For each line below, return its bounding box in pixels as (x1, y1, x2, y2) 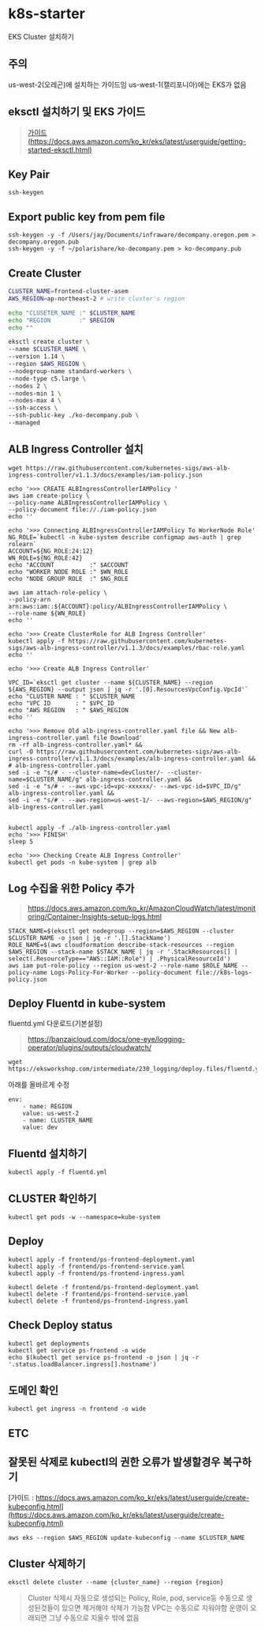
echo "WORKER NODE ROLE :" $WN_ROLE (8, 568, 129, 575)
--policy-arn (8, 595, 51, 603)
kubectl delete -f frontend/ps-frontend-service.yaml (8, 1290, 189, 1298)
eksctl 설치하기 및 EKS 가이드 (8, 105, 146, 119)
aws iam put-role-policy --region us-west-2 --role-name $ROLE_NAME (8, 961, 238, 969)
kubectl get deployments (8, 1339, 90, 1348)
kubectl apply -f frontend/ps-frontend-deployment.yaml (8, 1255, 196, 1263)
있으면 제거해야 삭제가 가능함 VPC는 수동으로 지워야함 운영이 (62, 1603, 248, 1613)
